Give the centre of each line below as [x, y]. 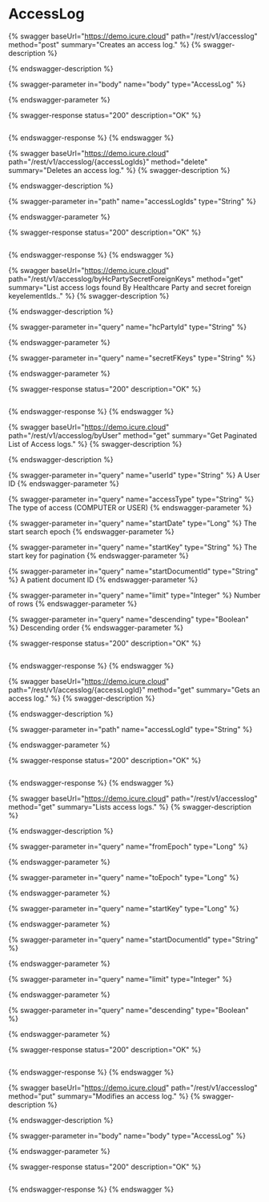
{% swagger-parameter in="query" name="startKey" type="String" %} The [133, 547]
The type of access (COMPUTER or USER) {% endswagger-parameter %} [130, 507]
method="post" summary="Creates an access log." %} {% [105, 44]
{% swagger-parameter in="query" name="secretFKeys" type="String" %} [132, 358]
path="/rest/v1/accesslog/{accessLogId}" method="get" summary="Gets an [134, 689]
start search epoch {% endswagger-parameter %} [91, 531]
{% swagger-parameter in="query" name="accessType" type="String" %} [131, 499]
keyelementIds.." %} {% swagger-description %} [89, 295]
